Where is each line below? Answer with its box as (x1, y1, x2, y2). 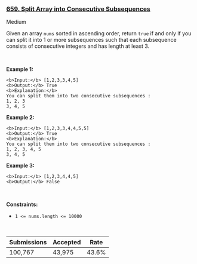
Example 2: (6, 114, 35, 121)
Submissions (9, 238, 47, 247)
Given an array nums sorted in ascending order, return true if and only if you (6, 30, 192, 37)
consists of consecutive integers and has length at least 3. (6, 42, 150, 50)
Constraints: (6, 201, 38, 208)
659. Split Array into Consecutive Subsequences (6, 5, 150, 13)
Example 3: (6, 162, 35, 169)
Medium (6, 19, 27, 26)
